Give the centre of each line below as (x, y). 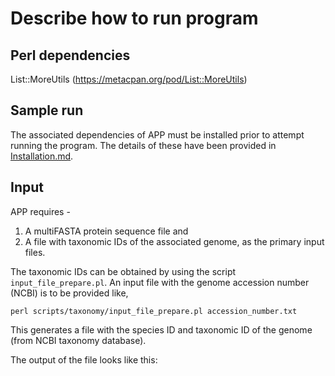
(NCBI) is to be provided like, (69, 293)
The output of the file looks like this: (84, 359)
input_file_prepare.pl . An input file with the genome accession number (160, 282)
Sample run (47, 110)
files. (35, 252)
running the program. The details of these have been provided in (143, 145)
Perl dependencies (70, 55)
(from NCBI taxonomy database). (78, 340)
